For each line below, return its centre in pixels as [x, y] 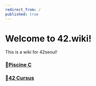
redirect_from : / [23, 10]
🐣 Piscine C [18, 65]
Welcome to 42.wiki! [48, 39]
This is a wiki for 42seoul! [31, 52]
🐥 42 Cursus [20, 78]
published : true [22, 14]
